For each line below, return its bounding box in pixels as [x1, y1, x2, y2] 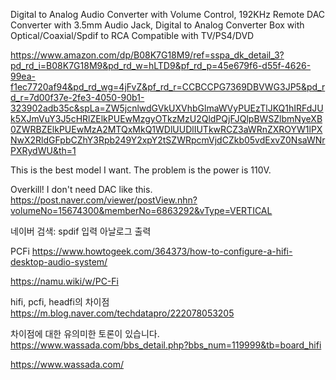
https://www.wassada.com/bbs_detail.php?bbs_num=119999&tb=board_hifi [10, 339, 322, 351]
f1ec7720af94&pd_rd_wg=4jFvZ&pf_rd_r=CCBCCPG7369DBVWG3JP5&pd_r [10, 81, 326, 93]
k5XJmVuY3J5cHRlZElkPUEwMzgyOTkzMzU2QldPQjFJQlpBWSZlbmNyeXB [10, 113, 323, 124]
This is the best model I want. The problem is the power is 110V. [10, 164, 272, 176]
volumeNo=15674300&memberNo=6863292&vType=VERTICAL [10, 205, 273, 216]
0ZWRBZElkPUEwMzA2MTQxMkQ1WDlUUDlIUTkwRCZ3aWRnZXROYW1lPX [10, 124, 323, 135]
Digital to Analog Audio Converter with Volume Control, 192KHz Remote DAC [10, 9, 326, 20]
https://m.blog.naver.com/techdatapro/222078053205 [10, 307, 235, 319]
